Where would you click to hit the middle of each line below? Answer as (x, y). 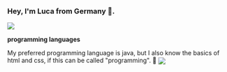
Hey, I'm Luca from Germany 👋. (61, 11)
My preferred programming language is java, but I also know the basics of (113, 53)
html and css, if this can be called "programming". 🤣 (82, 60)
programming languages (44, 39)
